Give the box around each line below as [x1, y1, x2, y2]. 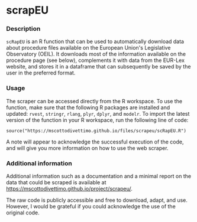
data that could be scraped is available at [6, 179, 106, 186]
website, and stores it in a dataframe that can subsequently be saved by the [6, 63, 191, 70]
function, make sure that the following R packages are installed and [6, 104, 170, 111]
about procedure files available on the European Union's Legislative [6, 44, 171, 51]
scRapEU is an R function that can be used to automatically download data [6, 38, 185, 45]
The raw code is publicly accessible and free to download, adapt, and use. [6, 197, 188, 204]
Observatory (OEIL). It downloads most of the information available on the [6, 51, 186, 58]
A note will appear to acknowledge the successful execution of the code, [6, 138, 184, 145]
